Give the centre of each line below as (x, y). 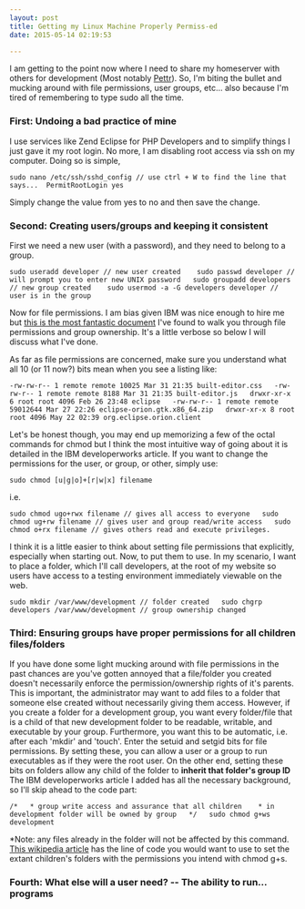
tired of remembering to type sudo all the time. (97, 97)
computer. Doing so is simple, (65, 160)
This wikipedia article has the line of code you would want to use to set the (149, 849)
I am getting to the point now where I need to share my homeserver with (145, 68)
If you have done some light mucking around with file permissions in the (144, 664)
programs (31, 894)
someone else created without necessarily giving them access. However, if (150, 703)
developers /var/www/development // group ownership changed (128, 610)
